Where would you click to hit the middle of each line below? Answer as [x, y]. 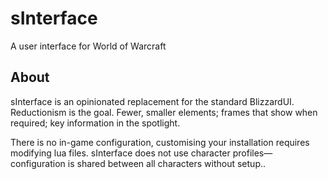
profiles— [252, 153]
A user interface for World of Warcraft [88, 46]
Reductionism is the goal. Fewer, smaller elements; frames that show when [164, 112]
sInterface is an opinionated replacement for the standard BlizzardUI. [152, 101]
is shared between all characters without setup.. [167, 163]
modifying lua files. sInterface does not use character [120, 153]
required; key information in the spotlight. [95, 123]
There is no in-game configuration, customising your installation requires [160, 142]
